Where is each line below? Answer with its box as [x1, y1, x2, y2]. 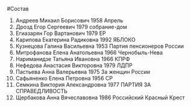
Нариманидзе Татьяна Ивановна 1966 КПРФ [15, 56, 130, 62]
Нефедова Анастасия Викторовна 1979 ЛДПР [15, 62, 133, 69]
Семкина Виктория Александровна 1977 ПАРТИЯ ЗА [15, 81, 151, 88]
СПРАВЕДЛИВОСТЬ [15, 88, 68, 94]
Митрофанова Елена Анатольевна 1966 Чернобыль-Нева [15, 49, 163, 56]
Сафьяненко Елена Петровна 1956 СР [15, 75, 113, 82]
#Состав [7, 5, 29, 12]
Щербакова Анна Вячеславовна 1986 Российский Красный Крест [15, 94, 185, 101]
